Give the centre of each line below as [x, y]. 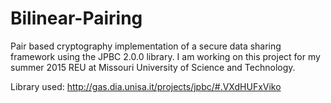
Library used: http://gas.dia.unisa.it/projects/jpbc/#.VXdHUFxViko [146, 86]
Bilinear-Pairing [76, 18]
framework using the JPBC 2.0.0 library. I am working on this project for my [165, 56]
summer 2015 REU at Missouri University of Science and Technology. [153, 67]
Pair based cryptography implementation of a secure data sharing [146, 46]
